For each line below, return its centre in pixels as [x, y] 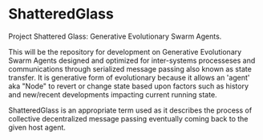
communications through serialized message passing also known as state [130, 68]
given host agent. [37, 127]
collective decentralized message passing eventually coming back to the [128, 118]
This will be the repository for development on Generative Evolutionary [125, 51]
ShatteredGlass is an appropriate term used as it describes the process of [130, 110]
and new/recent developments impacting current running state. [113, 94]
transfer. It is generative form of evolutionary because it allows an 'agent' [129, 77]
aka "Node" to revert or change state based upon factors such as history [129, 86]
